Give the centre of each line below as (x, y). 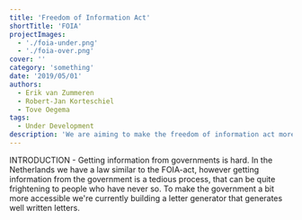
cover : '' (28, 59)
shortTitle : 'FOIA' (46, 26)
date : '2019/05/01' (46, 76)
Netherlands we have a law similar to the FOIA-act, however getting (134, 169)
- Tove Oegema (44, 110)
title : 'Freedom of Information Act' (80, 18)
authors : (26, 84)
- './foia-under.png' (58, 43)
